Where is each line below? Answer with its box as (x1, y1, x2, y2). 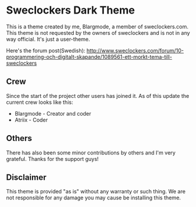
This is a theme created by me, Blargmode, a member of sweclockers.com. (6, 23, 189, 30)
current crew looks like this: (6, 98, 74, 106)
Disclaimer (6, 172, 47, 182)
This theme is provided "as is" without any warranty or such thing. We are (6, 188, 186, 195)
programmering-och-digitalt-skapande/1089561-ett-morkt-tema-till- (6, 53, 172, 60)
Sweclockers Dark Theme (6, 4, 135, 17)
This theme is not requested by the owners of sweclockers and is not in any (6, 29, 190, 36)
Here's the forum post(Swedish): (6, 47, 86, 54)
